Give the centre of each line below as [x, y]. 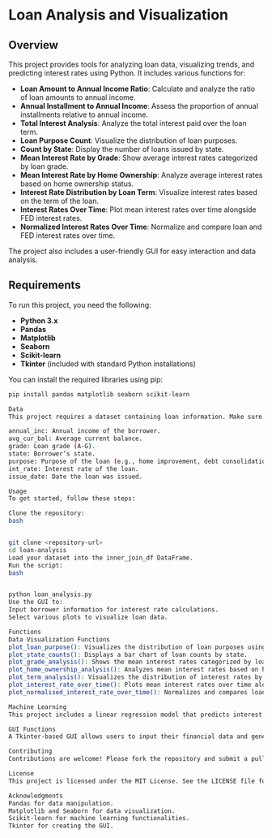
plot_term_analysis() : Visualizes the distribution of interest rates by [136, 677]
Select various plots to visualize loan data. [88, 618]
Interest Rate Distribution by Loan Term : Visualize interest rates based [138, 192]
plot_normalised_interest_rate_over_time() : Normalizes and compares [128, 692]
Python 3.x [39, 320]
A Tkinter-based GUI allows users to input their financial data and [128, 736]
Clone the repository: [47, 513]
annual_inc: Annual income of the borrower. [85, 431]
